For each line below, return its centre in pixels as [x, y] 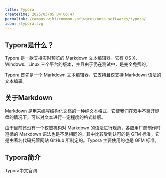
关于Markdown [29, 98]
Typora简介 [23, 157]
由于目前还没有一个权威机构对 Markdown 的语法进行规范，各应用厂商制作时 [83, 128]
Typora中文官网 [21, 170]
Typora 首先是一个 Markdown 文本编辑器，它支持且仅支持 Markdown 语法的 [83, 75]
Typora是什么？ [29, 45]
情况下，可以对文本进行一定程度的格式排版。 [60, 117]
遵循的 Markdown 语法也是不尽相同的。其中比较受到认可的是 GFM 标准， [80, 134]
